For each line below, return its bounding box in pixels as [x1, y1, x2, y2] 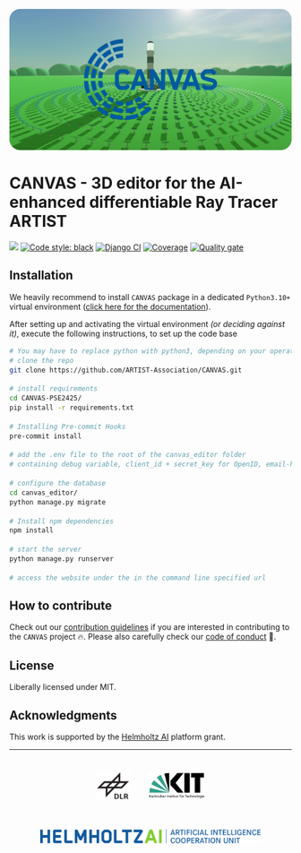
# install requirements [9, 384, 99, 393]
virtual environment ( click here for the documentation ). [9, 301, 211, 312]
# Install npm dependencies [9, 516, 115, 526]
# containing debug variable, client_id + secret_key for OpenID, [9, 460, 262, 470]
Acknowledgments [9, 708, 118, 723]
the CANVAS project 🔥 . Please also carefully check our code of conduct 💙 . [9, 632, 277, 642]
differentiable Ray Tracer [89, 193, 279, 212]
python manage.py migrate [9, 497, 106, 506]
